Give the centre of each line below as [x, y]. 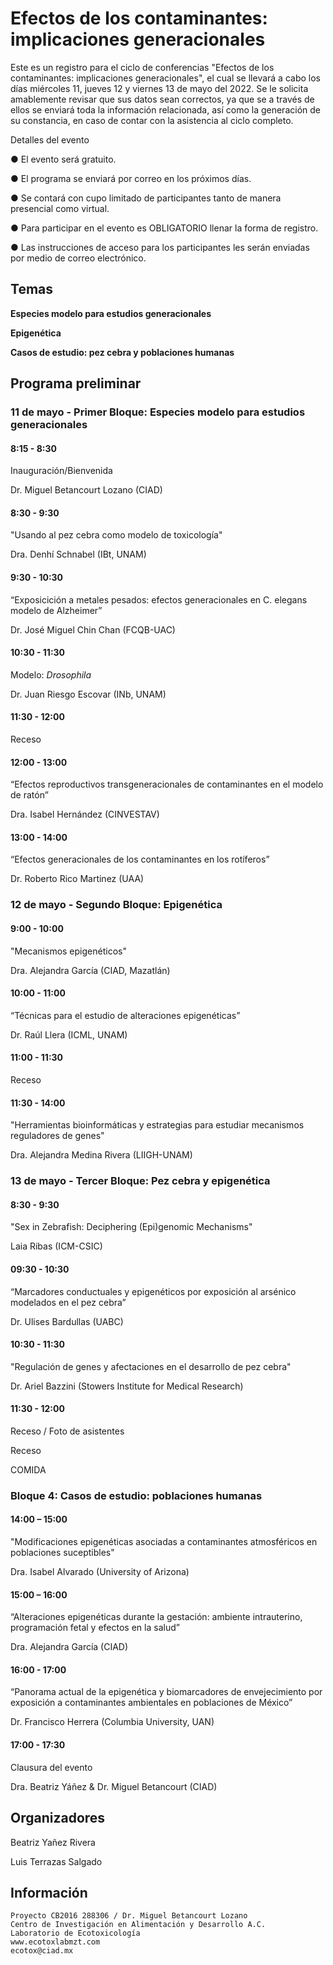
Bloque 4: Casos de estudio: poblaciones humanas [136, 1495]
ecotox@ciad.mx [42, 1951]
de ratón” [29, 795]
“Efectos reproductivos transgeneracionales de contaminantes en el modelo [167, 784]
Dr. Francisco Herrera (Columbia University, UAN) [112, 1722]
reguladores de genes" [57, 1136]
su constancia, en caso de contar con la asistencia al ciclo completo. [152, 120]
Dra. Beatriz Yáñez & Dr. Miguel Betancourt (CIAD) [114, 1786]
